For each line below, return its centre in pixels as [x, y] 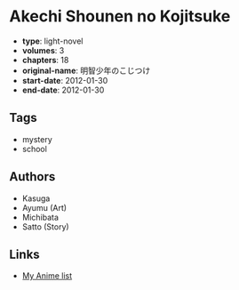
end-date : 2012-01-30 [63, 90]
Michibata [40, 217]
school [34, 149]
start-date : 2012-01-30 [65, 80]
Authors [32, 177]
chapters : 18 [45, 60]
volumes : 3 [43, 50]
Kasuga [36, 198]
